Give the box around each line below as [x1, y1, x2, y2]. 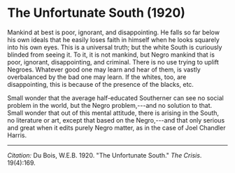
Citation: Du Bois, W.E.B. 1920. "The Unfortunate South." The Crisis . [7, 151, 202, 159]
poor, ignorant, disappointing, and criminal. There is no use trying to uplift [7, 57, 219, 66]
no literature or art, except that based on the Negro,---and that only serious [7, 116, 225, 124]
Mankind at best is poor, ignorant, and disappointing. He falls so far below [7, 28, 220, 36]
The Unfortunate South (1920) [7, 5, 185, 21]
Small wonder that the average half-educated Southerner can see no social [7, 93, 224, 102]
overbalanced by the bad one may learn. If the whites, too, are [7, 72, 187, 81]
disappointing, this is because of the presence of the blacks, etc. [7, 80, 194, 88]
